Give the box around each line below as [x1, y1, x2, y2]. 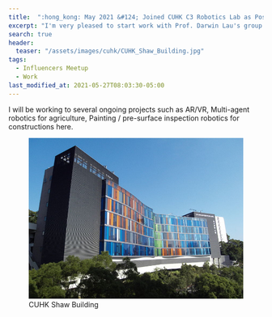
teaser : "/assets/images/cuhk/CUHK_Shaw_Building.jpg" [15, 47, 205, 56]
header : [8, 39, 35, 47]
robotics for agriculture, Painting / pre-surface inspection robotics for [8, 113, 240, 123]
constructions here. [8, 121, 74, 131]
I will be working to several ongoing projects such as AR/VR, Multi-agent [8, 104, 250, 114]
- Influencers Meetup [15, 65, 89, 73]
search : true [8, 30, 53, 38]
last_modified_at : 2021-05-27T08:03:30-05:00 [8, 81, 164, 89]
